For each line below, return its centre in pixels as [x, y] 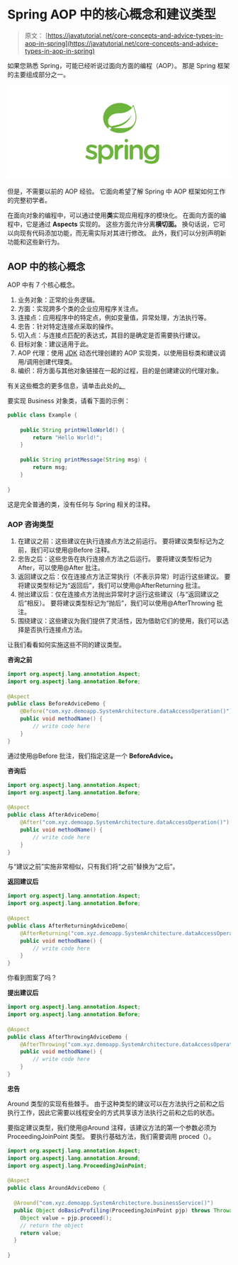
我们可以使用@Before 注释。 [72, 550]
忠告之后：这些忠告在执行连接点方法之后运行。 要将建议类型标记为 [115, 558]
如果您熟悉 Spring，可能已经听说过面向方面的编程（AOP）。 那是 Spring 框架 [119, 65]
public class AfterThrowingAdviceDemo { [68, 1037]
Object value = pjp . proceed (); [66, 1218]
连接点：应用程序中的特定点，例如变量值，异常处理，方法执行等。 [114, 317]
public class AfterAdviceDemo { [53, 815]
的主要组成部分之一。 [38, 74]
